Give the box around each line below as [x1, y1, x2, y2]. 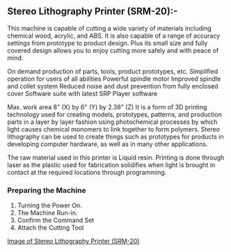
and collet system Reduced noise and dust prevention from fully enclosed [7, 81, 218, 90]
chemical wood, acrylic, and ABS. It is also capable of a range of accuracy [7, 31, 221, 40]
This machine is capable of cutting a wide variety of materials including [7, 24, 212, 32]
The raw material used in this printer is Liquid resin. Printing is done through [7, 153, 225, 162]
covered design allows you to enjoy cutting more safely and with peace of [7, 46, 219, 54]
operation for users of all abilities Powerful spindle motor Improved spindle [7, 74, 221, 83]
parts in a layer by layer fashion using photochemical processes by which [7, 118, 218, 126]
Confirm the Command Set [17, 216, 95, 225]
